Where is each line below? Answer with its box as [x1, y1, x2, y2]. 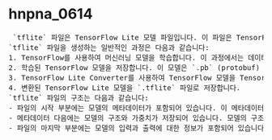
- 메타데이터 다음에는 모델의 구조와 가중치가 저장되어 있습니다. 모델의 [8, 113, 247, 122]
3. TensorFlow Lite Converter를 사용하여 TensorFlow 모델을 [8, 73, 236, 82]
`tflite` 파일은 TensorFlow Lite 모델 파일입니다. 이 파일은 [12, 33, 232, 42]
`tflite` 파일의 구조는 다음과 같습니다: [8, 93, 150, 102]
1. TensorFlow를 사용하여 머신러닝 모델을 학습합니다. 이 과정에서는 [8, 53, 244, 62]
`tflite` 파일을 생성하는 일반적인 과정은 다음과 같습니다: [8, 43, 210, 52]
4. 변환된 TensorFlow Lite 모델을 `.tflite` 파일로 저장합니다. [8, 83, 241, 93]
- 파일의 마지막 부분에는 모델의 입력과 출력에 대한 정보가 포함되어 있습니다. [8, 123, 269, 133]
